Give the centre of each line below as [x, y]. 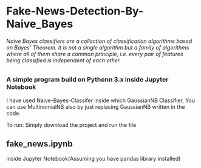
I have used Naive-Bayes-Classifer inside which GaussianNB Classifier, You [101, 100]
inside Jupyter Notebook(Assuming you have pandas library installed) [94, 158]
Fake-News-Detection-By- [75, 11]
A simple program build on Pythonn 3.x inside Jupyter [87, 80]
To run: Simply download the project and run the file [71, 124]
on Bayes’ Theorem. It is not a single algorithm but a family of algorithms [98, 47]
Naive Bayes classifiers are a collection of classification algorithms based [99, 41]
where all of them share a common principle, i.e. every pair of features [95, 54]
